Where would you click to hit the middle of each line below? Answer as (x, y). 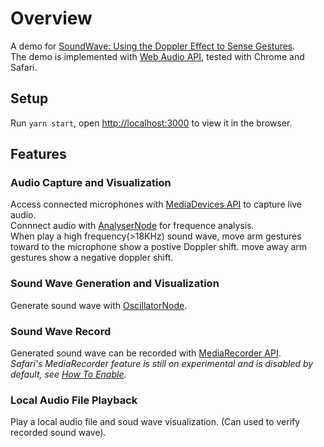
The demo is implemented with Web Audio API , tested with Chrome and (157, 56)
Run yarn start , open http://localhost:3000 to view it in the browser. (151, 123)
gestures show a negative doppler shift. (92, 258)
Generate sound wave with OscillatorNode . (99, 305)
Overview (51, 18)
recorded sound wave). (58, 433)
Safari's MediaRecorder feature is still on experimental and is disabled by (162, 364)
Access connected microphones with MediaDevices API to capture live (156, 204)
